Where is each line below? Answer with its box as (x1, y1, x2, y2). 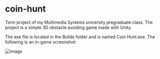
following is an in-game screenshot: (5, 39, 77, 44)
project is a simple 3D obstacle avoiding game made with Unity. (5, 24, 132, 30)
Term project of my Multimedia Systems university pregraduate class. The (5, 19, 153, 25)
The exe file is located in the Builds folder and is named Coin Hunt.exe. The (5, 34, 155, 40)
